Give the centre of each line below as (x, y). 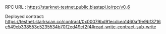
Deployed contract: (25, 16)
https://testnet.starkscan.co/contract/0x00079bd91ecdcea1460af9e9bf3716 (83, 22)
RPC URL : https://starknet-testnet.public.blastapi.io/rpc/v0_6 (68, 7)
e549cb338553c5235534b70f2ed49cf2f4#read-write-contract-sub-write (81, 27)
